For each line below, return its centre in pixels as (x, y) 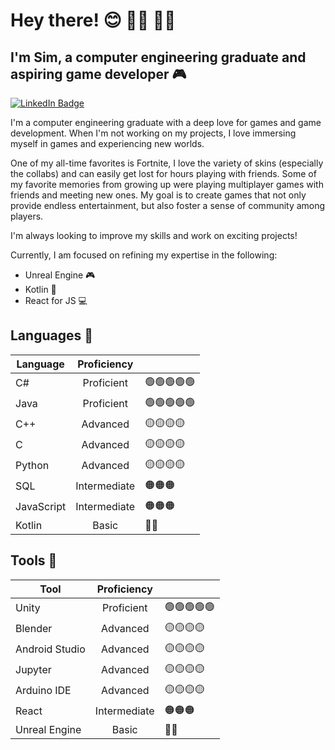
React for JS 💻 (56, 300)
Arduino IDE (43, 691)
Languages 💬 (51, 335)
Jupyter (33, 670)
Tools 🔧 (34, 560)
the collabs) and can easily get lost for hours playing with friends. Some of (163, 173)
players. (27, 216)
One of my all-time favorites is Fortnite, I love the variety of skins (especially (167, 163)
